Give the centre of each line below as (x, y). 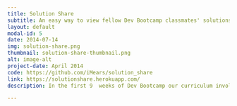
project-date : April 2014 (45, 66)
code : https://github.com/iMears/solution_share (80, 72)
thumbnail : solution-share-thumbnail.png (69, 53)
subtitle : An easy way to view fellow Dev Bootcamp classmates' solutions (120, 20)
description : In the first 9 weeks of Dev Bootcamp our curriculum (110, 86)
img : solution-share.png (44, 46)
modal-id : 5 (25, 33)
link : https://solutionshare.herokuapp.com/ (74, 79)
